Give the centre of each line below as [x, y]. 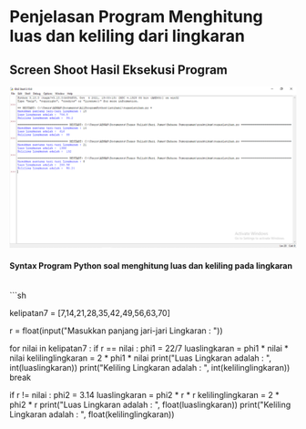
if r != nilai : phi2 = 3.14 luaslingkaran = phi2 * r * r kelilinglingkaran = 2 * [144, 395]
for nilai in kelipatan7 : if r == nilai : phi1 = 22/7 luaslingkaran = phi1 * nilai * [149, 349]
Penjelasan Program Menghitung [137, 17]
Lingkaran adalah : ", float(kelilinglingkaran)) [92, 414]
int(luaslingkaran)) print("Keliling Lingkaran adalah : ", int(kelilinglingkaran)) [150, 368]
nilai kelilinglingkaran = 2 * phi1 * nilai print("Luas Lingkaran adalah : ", [140, 358]
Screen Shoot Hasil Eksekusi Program [118, 70]
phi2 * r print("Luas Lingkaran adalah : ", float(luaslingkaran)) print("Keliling [150, 405]
